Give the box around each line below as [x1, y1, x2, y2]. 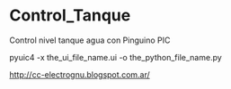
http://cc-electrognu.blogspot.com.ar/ [9, 69, 150, 80]
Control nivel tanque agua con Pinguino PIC [9, 35, 171, 45]
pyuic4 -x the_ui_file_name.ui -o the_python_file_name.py [9, 52, 222, 62]
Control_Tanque [9, 5, 131, 26]
